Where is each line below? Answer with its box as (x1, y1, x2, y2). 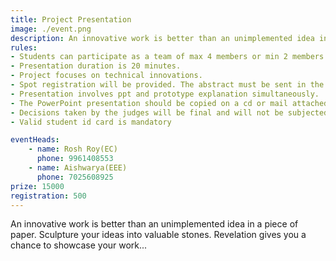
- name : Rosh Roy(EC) (28, 144, 118, 155)
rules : (10, 42, 38, 53)
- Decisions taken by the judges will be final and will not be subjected (10, 107, 329, 118)
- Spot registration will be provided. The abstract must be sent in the (10, 80, 325, 90)
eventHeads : (10, 135, 60, 145)
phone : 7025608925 (36, 172, 114, 182)
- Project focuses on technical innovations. (10, 71, 203, 81)
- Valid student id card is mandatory (10, 117, 172, 127)
